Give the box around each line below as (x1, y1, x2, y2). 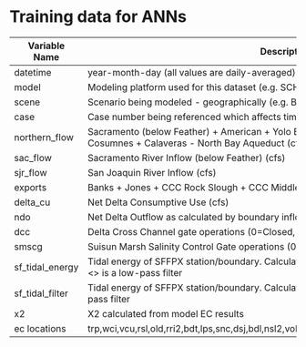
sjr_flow (14, 166, 47, 179)
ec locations (14, 321, 66, 334)
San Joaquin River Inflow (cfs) (87, 166, 217, 179)
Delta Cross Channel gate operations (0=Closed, (87, 225, 296, 238)
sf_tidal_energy (14, 260, 79, 273)
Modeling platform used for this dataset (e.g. (87, 80, 279, 93)
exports (14, 180, 47, 193)
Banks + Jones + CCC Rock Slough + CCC (87, 180, 269, 193)
